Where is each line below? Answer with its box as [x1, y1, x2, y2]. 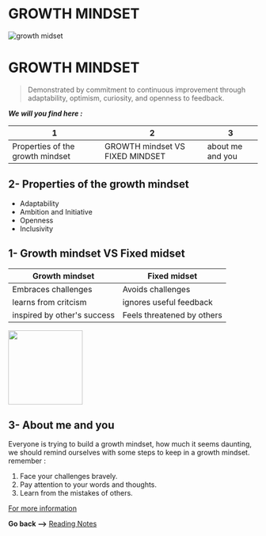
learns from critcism [12, 296, 87, 307]
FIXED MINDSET [104, 150, 166, 162]
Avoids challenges [122, 283, 191, 295]
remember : [8, 456, 46, 466]
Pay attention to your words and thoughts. [19, 480, 157, 489]
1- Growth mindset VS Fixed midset [8, 247, 185, 260]
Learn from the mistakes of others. [19, 488, 133, 498]
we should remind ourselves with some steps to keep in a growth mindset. [8, 448, 250, 458]
